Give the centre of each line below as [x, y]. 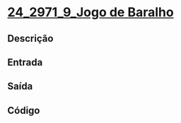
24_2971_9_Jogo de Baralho [91, 12]
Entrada [25, 62]
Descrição [30, 39]
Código [24, 110]
